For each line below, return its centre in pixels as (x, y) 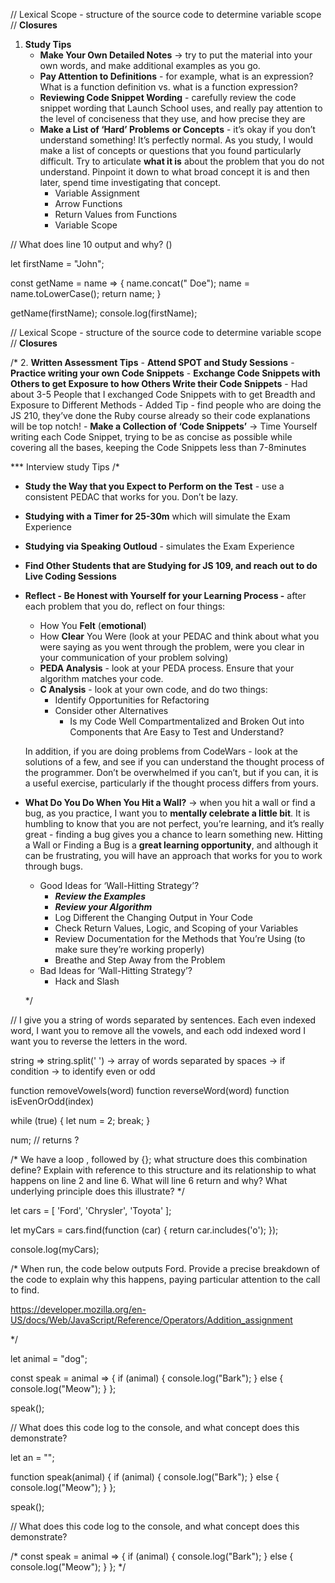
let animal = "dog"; (49, 1358)
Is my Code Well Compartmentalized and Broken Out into (187, 721)
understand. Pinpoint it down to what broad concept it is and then (174, 172)
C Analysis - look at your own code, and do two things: (153, 689)
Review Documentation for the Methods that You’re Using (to (180, 938)
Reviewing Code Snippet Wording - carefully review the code (168, 97)
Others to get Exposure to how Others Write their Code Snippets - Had (159, 383)
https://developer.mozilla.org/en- (78, 1309)
